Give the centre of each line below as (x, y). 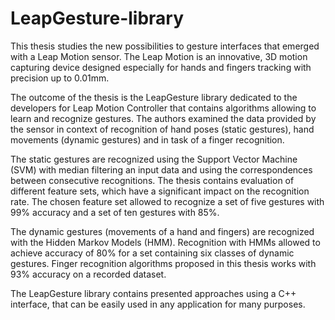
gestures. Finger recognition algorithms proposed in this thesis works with (163, 263)
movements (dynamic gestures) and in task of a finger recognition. (147, 139)
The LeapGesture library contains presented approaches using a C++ (153, 293)
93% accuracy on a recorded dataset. (88, 274)
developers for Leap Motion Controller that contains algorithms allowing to (163, 108)
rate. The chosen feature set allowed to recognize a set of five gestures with (167, 201)
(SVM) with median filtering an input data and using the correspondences (161, 169)
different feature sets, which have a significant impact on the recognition (160, 191)
